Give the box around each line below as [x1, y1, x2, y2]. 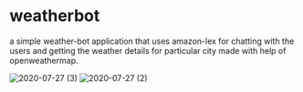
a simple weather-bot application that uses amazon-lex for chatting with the [9, 36, 295, 46]
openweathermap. [9, 55, 79, 66]
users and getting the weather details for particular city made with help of [9, 45, 287, 56]
